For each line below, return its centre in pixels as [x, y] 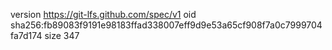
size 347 [62, 35]
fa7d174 [26, 35]
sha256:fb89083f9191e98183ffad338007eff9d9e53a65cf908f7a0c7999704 [166, 25]
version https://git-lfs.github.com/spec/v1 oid [103, 14]
